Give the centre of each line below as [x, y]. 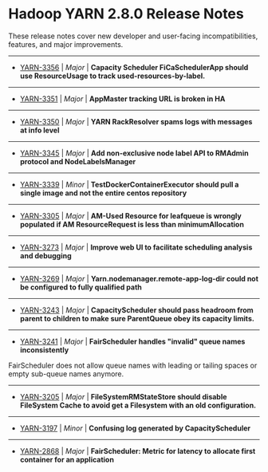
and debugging [45, 255]
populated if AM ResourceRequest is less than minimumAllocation [132, 224]
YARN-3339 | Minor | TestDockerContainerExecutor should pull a [129, 184]
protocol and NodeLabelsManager [78, 161]
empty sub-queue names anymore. [66, 374]
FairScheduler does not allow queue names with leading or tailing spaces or [133, 365]
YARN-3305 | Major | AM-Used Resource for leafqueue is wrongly [130, 215]
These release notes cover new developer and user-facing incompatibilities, [133, 36]
